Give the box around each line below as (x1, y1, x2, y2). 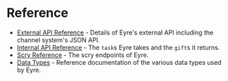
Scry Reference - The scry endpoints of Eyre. (16, 51, 149, 59)
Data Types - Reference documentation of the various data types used (16, 58, 222, 66)
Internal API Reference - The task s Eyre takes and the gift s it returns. (16, 43, 220, 51)
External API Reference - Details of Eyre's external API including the (16, 28, 214, 37)
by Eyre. (16, 66, 42, 74)
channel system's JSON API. (16, 35, 100, 44)
